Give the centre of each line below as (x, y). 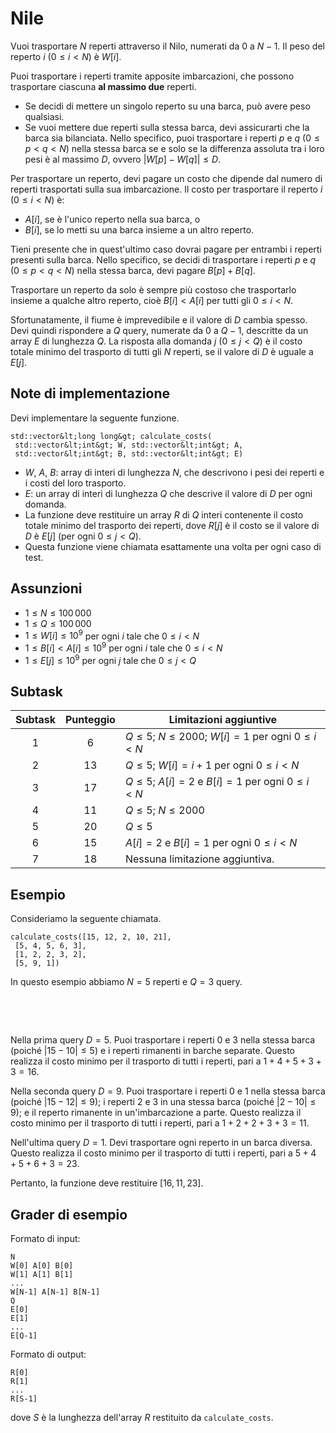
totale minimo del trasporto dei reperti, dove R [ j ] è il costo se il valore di (172, 525)
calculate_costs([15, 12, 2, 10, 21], (91, 937)
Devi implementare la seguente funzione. (95, 418)
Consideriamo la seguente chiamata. (86, 919)
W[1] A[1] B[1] (42, 1274)
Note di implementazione (90, 393)
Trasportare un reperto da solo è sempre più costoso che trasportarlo (153, 289)
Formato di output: (48, 1354)
